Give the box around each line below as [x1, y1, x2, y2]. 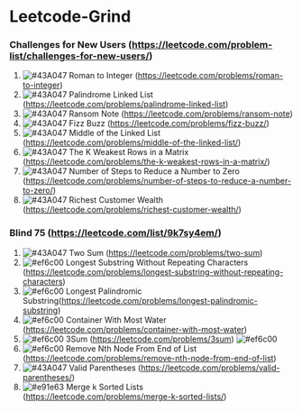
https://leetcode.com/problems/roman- [137, 70, 284, 81]
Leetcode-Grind [9, 6, 132, 27]
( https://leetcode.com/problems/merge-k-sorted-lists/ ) [22, 390, 227, 402]
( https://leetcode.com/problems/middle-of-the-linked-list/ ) [22, 137, 242, 148]
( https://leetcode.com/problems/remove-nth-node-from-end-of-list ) [22, 352, 277, 363]
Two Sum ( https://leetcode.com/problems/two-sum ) [69, 247, 263, 258]
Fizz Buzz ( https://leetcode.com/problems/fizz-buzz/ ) [69, 118, 270, 129]
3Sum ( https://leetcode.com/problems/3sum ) [66, 333, 234, 344]
